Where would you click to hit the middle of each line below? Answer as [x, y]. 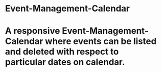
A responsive [33, 31]
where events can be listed [101, 41]
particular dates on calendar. [65, 62]
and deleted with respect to [62, 52]
